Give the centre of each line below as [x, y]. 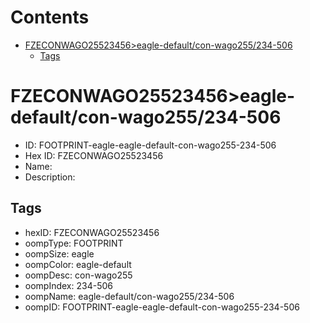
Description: [50, 177]
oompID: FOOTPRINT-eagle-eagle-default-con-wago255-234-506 [162, 307]
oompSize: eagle [59, 253]
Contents [50, 17]
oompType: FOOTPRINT [74, 243]
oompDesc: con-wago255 [78, 275]
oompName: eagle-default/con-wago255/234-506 [129, 296]
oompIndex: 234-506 [68, 285]
